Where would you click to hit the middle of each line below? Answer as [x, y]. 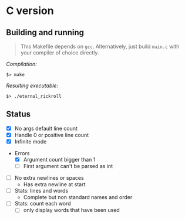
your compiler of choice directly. [60, 53]
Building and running [45, 32]
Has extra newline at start [54, 184]
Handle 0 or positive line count [52, 135]
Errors [22, 153]
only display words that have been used [72, 210]
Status [18, 114]
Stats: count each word [43, 204]
